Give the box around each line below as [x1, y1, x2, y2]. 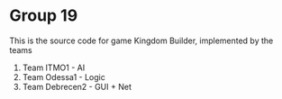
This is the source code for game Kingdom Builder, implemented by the [9, 35, 274, 46]
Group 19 [9, 5, 78, 26]
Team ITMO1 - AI [22, 62, 86, 73]
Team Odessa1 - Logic [22, 71, 105, 82]
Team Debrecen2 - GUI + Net [22, 81, 132, 92]
